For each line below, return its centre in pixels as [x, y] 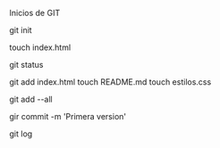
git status [26, 65]
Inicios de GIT [35, 13]
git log [21, 134]
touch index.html [40, 47]
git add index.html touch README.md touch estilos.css [110, 82]
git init [21, 30]
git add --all [31, 99]
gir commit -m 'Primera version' [68, 116]
